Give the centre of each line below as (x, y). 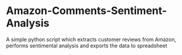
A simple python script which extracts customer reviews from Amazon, (91, 39)
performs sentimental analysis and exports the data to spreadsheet (87, 46)
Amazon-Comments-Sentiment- (87, 11)
